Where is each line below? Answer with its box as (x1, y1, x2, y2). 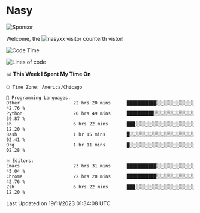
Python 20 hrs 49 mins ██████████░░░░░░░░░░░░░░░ (6, 110, 195, 116)
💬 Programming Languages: (6, 94, 71, 101)
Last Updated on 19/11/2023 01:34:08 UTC (6, 199, 111, 207)
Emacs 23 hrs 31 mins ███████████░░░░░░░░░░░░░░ (6, 163, 195, 169)
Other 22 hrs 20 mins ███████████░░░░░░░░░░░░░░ (6, 100, 195, 106)
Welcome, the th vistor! (6, 35, 124, 42)
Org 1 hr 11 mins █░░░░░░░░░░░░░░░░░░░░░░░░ (6, 142, 195, 148)
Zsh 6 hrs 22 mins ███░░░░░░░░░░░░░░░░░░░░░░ (6, 184, 195, 190)
